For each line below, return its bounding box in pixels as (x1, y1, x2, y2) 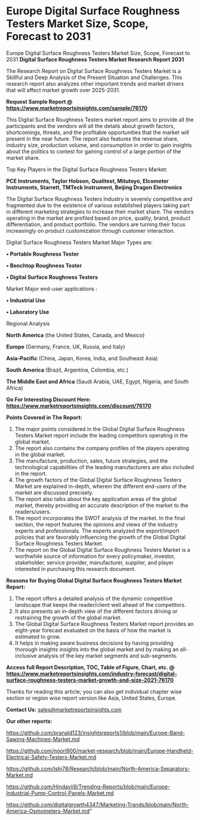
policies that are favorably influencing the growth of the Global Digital (14, 533, 186, 540)
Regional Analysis (6, 320, 50, 327)
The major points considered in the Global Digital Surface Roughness (14, 425, 185, 432)
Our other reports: (6, 717, 53, 725)
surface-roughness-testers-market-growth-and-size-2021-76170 (6, 676, 174, 684)
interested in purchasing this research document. (14, 565, 136, 572)
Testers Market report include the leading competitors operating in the (14, 432, 188, 439)
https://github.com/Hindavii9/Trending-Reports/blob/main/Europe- (6, 783, 170, 790)
